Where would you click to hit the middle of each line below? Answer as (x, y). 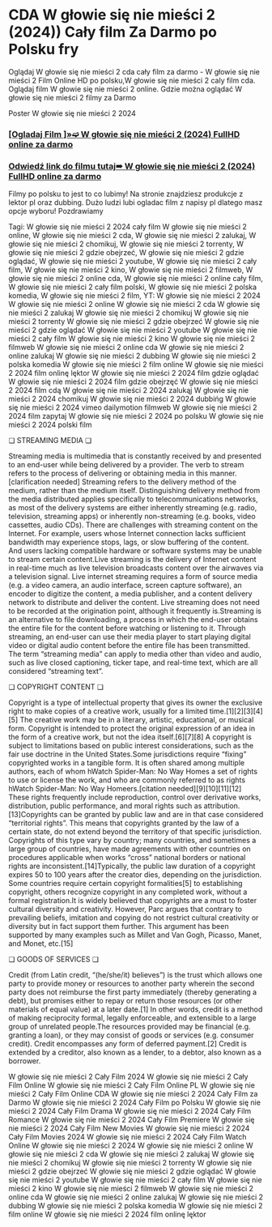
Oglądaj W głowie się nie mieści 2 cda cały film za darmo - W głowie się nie (134, 71)
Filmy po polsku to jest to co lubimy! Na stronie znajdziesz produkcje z (126, 194)
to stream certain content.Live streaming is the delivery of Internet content (132, 560)
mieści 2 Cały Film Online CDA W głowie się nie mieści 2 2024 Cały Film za (133, 1094)
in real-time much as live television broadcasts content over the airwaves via (136, 568)
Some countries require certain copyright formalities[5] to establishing (125, 884)
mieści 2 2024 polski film (50, 425)
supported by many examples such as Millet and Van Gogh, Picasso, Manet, (135, 935)
